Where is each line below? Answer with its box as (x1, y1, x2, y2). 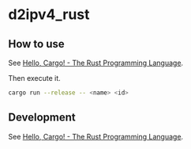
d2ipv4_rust (8, 6, 90, 24)
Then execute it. (8, 74, 61, 82)
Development (8, 111, 77, 124)
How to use (8, 37, 65, 51)
